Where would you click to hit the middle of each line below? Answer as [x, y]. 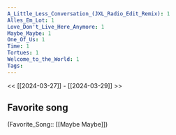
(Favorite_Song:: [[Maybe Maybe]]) [58, 125]
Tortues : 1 [23, 53]
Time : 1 [19, 46]
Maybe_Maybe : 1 [29, 33]
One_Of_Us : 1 [26, 40]
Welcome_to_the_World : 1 [43, 59]
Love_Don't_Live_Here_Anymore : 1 [56, 27]
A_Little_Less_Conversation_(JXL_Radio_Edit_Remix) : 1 [89, 14]
